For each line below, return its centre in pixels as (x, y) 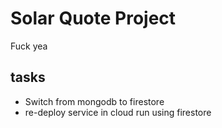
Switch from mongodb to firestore (94, 101)
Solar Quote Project (93, 18)
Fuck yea (29, 46)
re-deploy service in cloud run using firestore (118, 112)
